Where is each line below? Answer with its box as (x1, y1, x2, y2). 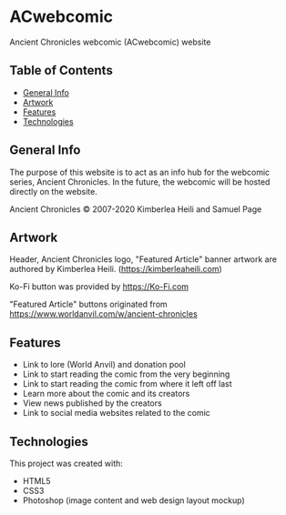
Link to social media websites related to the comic (22, 408, 211, 419)
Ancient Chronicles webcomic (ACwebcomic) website (9, 36, 211, 47)
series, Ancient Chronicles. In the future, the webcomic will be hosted (9, 176, 271, 187)
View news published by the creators (22, 398, 162, 409)
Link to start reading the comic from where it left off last (22, 379, 232, 389)
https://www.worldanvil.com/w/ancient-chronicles (9, 308, 198, 319)
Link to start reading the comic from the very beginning (22, 369, 230, 379)
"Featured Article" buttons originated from (9, 298, 169, 310)
